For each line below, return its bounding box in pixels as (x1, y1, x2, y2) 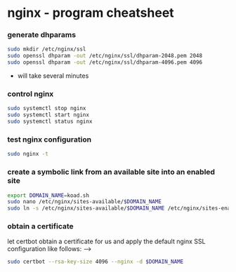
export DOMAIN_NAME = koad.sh (7, 191, 90, 199)
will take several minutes (17, 72, 89, 80)
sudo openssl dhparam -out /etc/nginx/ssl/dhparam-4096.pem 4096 (7, 59, 202, 66)
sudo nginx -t (7, 151, 49, 158)
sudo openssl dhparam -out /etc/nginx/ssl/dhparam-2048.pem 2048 (7, 53, 202, 60)
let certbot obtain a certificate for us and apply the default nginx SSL (7, 237, 206, 246)
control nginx (7, 89, 54, 99)
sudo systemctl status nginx (7, 118, 93, 125)
